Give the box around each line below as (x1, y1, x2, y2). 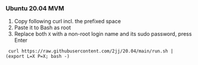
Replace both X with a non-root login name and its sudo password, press (14, 30, 192, 38)
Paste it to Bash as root (14, 24, 71, 31)
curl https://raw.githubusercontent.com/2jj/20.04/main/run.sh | (8, 48, 174, 54)
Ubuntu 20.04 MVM (5, 4, 65, 13)
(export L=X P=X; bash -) (5, 54, 70, 60)
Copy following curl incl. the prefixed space (14, 18, 121, 25)
